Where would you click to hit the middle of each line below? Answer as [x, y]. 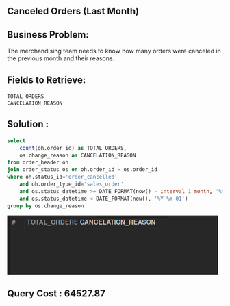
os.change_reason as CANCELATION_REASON [78, 155]
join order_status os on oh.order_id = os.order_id [82, 170]
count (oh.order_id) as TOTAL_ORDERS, [73, 148]
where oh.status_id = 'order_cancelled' [62, 177]
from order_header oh [38, 163]
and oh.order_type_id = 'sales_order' [72, 184]
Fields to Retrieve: [47, 80]
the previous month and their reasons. [61, 58]
